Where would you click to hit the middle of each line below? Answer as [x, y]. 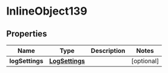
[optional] [145, 61]
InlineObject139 [47, 11]
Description [108, 51]
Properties [27, 34]
